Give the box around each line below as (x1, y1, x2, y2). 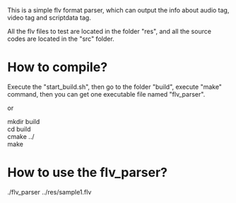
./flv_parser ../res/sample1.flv (7, 187, 92, 196)
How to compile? (7, 59, 108, 75)
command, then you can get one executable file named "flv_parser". (7, 90, 206, 98)
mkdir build (7, 117, 40, 125)
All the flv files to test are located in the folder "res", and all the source (7, 27, 212, 35)
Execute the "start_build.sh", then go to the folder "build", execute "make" (7, 82, 223, 91)
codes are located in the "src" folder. (7, 35, 114, 43)
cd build (7, 125, 31, 133)
